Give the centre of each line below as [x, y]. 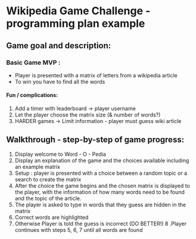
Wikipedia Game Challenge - [78, 11]
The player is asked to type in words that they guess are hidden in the [100, 205]
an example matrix [38, 166]
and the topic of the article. [48, 198]
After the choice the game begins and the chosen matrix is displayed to [102, 185]
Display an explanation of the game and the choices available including [102, 160]
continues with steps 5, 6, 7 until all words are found [79, 229]
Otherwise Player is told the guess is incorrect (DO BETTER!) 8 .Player [100, 224]
